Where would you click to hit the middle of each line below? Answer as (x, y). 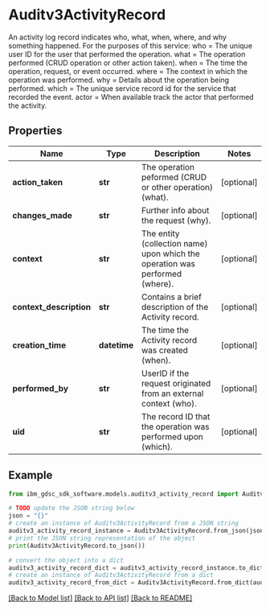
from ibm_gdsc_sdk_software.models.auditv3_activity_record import (124, 494)
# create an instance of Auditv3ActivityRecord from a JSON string (124, 523)
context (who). (169, 403)
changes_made (42, 215)
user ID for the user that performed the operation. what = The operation (127, 54)
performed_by (41, 388)
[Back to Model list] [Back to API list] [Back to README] (100, 598)
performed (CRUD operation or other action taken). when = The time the (128, 63)
